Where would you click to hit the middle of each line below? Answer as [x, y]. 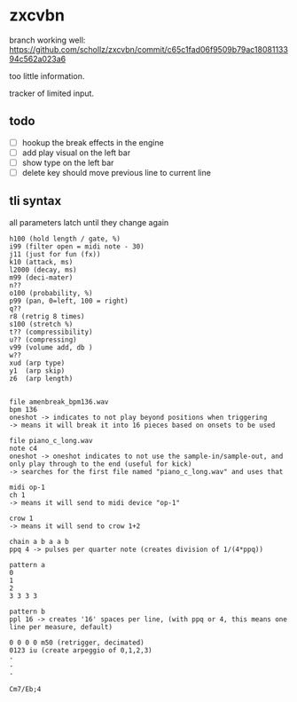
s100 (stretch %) [41, 324]
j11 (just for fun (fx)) [55, 254]
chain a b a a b [39, 541]
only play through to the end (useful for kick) [101, 464]
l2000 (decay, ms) [43, 270]
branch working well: [47, 40]
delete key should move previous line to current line [116, 172]
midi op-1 [27, 487]
